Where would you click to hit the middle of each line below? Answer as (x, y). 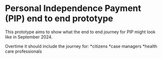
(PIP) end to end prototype (59, 18)
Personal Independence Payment (73, 8)
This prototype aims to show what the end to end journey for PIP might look (80, 32)
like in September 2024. (29, 37)
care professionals (23, 51)
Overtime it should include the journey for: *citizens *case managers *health (81, 46)
